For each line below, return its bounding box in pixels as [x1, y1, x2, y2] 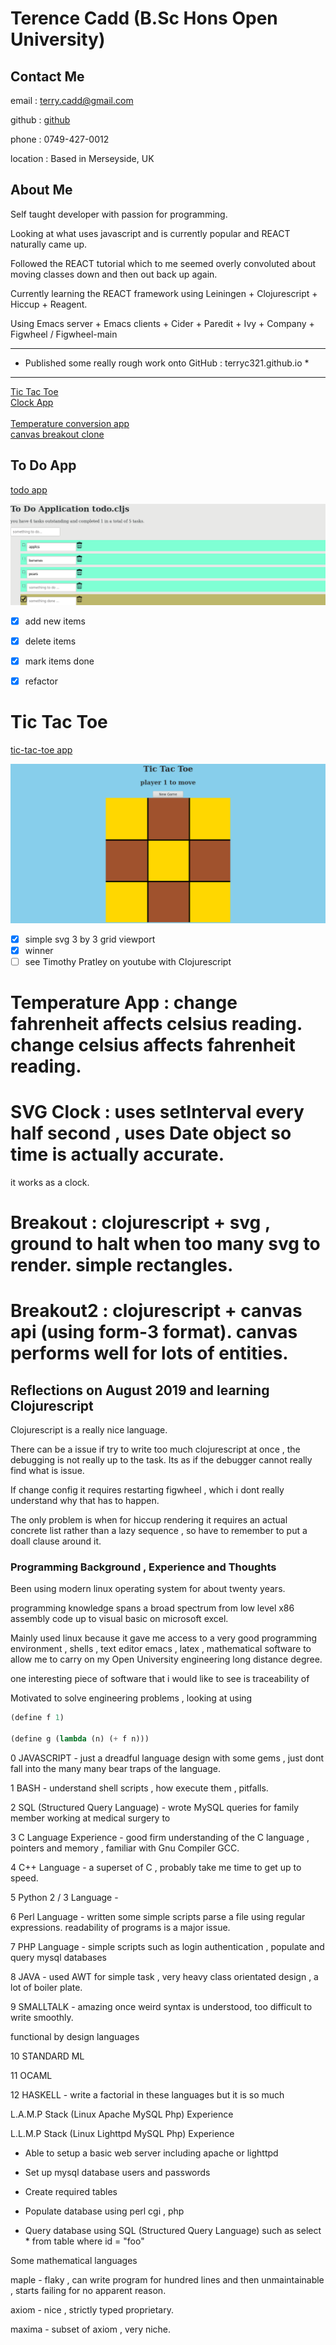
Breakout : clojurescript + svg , [10, 1212, 271, 1234]
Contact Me [10, 68, 85, 85]
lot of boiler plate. [10, 1982, 83, 1994]
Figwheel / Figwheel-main [10, 328, 118, 340]
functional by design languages [10, 2031, 140, 2043]
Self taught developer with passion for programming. [10, 208, 228, 220]
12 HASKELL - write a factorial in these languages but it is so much [10, 2089, 285, 2101]
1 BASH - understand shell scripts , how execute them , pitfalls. [10, 1782, 269, 1794]
